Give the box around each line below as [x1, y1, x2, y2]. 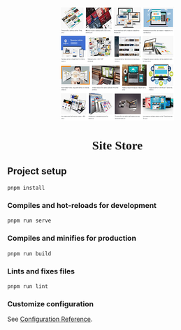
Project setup [7, 165, 68, 177]
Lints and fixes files [7, 266, 75, 276]
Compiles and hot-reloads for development [7, 200, 157, 210]
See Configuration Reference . [7, 315, 93, 324]
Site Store [92, 138, 143, 153]
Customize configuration [7, 299, 94, 308]
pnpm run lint [7, 283, 49, 290]
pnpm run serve [7, 217, 52, 225]
